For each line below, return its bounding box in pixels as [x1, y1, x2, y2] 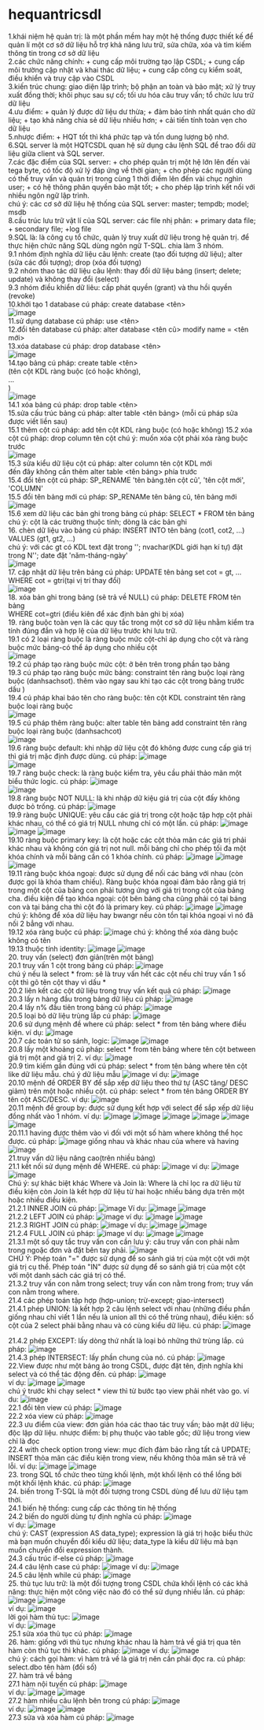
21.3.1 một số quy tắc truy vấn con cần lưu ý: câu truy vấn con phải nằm [8, 1237, 240, 1246]
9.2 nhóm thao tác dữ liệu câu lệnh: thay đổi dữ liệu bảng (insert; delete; [8, 265, 242, 275]
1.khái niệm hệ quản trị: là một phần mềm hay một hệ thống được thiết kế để [8, 32, 254, 41]
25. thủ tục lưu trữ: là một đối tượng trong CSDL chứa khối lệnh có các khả [8, 1578, 249, 1588]
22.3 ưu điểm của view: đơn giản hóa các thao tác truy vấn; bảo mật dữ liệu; [8, 1420, 255, 1429]
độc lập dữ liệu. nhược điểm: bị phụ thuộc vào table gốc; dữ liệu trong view [8, 1427, 251, 1437]
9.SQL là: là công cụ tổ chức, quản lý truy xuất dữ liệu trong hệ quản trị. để [8, 232, 250, 242]
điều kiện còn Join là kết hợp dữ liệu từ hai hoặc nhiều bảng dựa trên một [8, 1186, 245, 1196]
